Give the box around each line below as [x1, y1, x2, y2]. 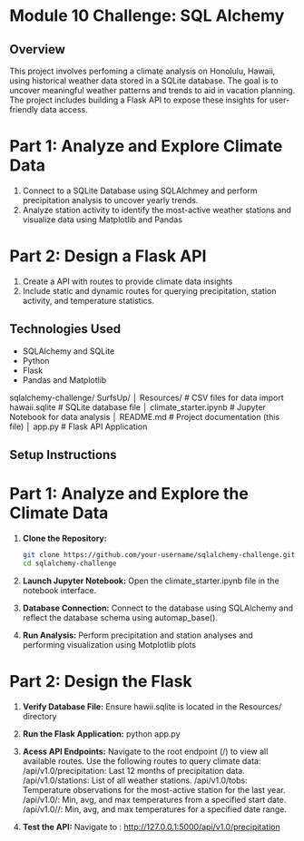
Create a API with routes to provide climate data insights [22, 276, 233, 287]
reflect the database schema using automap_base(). [22, 611, 218, 622]
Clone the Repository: [22, 533, 107, 544]
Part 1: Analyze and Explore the [9, 484, 250, 504]
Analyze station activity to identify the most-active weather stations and [22, 204, 292, 215]
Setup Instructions [9, 447, 117, 463]
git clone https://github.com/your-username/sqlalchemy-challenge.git [22, 551, 296, 560]
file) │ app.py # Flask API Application [9, 421, 148, 432]
